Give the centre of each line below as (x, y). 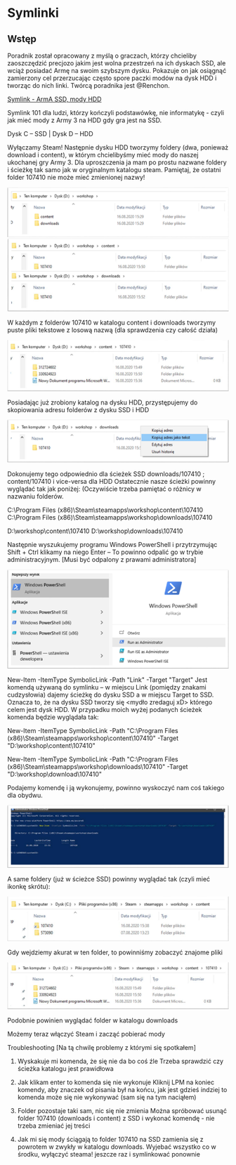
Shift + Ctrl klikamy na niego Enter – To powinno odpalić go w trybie (105, 552)
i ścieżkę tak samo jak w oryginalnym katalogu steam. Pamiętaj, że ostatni (114, 170)
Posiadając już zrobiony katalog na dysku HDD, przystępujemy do (103, 402)
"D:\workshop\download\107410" (55, 774)
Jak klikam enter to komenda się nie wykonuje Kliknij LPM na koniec (116, 1082)
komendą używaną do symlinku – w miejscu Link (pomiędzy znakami (107, 687)
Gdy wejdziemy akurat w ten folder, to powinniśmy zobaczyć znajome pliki (115, 952)
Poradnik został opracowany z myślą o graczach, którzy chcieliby (102, 55)
